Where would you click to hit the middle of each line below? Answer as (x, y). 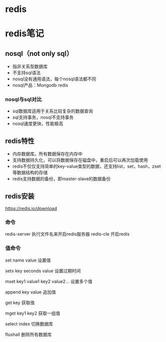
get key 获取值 (20, 303)
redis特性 (20, 141)
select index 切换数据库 (29, 324)
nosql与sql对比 (24, 99)
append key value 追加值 (31, 292)
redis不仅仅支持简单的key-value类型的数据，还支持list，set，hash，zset (86, 166)
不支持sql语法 (26, 73)
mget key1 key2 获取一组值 (33, 313)
